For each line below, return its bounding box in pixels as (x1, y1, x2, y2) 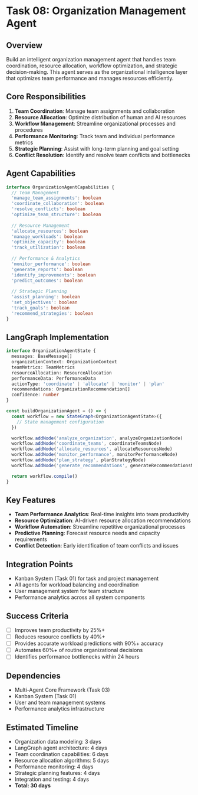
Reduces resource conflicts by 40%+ (14, 633, 105, 640)
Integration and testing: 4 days (14, 776, 90, 783)
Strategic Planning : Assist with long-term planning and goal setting (14, 145, 179, 152)
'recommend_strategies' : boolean (11, 310, 94, 317)
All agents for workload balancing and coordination (14, 581, 139, 588)
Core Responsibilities (6, 92, 87, 102)
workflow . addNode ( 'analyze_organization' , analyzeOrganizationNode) (11, 435, 183, 441)
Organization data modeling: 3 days (14, 738, 101, 745)
